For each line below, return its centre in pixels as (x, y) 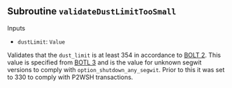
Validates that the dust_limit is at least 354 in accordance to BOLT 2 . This (114, 55)
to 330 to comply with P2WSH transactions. (70, 77)
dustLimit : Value (41, 42)
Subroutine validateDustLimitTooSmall (92, 11)
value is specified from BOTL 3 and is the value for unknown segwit (104, 62)
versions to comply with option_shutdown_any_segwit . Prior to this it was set (116, 69)
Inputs (16, 28)
